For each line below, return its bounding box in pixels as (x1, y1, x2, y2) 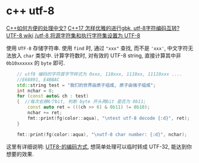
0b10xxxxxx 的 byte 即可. (6, 59, 65, 66)
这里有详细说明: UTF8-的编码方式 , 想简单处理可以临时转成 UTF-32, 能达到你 (6, 143, 192, 150)
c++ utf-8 (6, 4, 55, 18)
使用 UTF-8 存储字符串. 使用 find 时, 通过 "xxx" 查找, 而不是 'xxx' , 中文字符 (6, 44, 188, 52)
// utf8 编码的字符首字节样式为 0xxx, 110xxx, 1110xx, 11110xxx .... (17, 71, 183, 77)
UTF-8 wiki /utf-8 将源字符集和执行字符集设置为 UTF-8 (6, 31, 141, 39)
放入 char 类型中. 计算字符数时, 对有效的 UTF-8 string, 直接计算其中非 (11, 52, 181, 59)
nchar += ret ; (27, 110, 62, 116)
